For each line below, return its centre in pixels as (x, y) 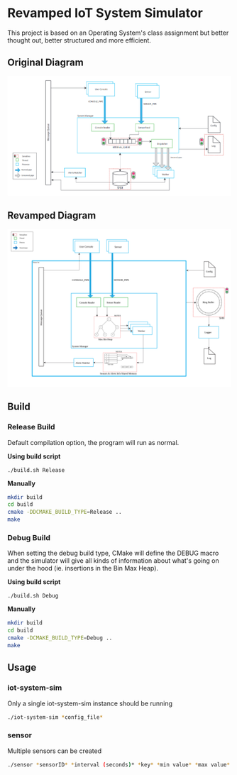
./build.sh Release (36, 470)
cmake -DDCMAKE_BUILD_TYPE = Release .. (65, 512)
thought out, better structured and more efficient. (79, 40)
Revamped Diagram (52, 215)
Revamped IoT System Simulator (105, 13)
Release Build (31, 427)
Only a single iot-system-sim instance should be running (90, 703)
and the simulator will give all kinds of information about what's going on (113, 561)
